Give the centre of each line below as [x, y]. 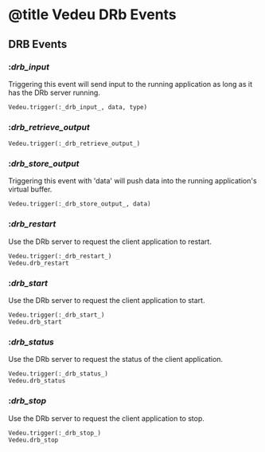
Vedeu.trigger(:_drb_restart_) [60, 256]
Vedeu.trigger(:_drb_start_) [57, 315]
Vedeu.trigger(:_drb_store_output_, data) [80, 204]
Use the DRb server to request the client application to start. [107, 301]
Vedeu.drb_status [37, 381]
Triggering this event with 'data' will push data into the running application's [132, 181]
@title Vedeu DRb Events [92, 15]
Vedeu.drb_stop [33, 440]
